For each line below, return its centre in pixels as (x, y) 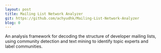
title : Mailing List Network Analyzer (44, 14)
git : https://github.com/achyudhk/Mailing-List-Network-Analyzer (72, 18)
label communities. (24, 46)
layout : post (18, 9)
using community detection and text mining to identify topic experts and (77, 42)
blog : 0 (13, 23)
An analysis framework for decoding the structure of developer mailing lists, (80, 36)
